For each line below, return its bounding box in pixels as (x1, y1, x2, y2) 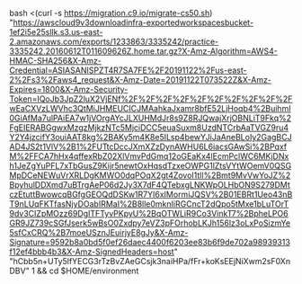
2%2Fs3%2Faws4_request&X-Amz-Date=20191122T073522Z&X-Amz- (9, 75, 272, 84)
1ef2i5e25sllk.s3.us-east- (9, 27, 103, 37)
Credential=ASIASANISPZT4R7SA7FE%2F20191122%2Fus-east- (9, 65, 247, 75)
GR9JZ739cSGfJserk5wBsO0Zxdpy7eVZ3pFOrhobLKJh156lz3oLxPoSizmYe (9, 217, 290, 228)
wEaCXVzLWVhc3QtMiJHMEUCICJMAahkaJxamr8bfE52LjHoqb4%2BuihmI (9, 103, 291, 113)
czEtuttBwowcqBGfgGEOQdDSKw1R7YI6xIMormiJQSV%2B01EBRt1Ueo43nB (9, 189, 293, 200)
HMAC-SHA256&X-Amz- (9, 56, 102, 66)
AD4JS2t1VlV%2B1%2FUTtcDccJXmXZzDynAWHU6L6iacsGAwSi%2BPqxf (9, 141, 288, 152)
